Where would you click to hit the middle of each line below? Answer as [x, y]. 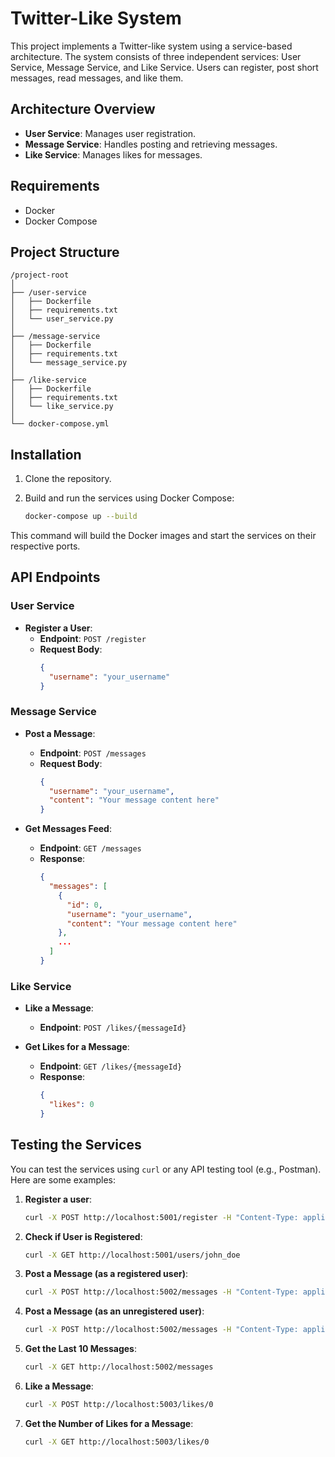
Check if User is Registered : [83, 1236]
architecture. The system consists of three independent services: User [156, 56]
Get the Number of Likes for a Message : [109, 1423]
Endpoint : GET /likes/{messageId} [111, 1066]
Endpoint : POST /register [93, 638]
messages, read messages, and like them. [97, 78]
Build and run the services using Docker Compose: [129, 498]
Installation [46, 454]
